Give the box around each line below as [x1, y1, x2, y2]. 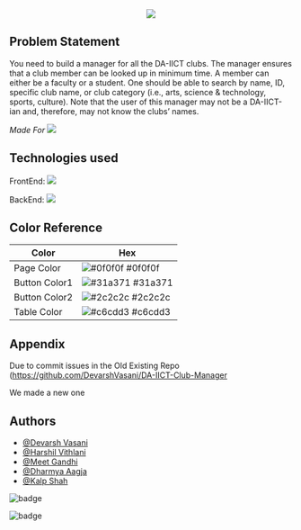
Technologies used [9, 150, 119, 166]
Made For [9, 124, 46, 135]
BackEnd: [9, 193, 45, 205]
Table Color [13, 306, 63, 319]
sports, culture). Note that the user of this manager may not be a [9, 96, 248, 107]
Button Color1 [13, 276, 74, 289]
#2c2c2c [131, 292, 171, 304]
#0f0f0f [126, 262, 160, 274]
